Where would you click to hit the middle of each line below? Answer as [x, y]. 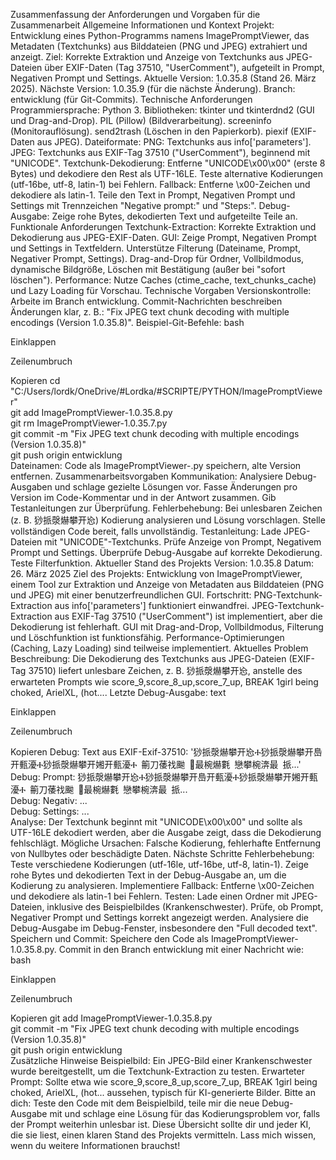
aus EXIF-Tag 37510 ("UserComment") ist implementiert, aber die [188, 616]
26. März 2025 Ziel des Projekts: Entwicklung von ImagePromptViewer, [156, 573]
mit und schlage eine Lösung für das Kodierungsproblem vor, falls [185, 1113]
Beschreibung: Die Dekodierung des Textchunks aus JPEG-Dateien [148, 658]
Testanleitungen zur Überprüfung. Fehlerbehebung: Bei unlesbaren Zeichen [166, 508]
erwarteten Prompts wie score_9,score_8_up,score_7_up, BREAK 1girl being [164, 682]
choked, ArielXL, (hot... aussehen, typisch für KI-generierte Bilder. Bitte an [163, 1092]
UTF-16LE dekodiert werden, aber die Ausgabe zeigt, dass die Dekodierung [166, 832]
